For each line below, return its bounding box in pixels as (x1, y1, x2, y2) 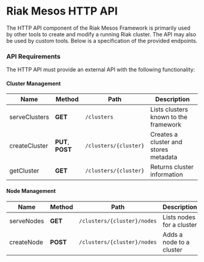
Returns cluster (150, 163, 194, 171)
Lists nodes (163, 213, 195, 221)
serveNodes (9, 217, 44, 225)
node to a (163, 238, 190, 246)
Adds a (163, 230, 183, 238)
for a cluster (163, 220, 197, 229)
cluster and (150, 138, 183, 146)
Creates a (150, 130, 178, 139)
